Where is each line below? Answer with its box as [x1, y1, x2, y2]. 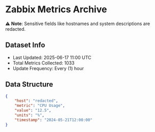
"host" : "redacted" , [14, 98, 58, 103]
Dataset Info [5, 41, 46, 50]
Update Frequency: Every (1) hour [12, 65, 84, 71]
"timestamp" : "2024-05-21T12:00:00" [14, 117, 93, 122]
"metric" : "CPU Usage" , [14, 103, 65, 108]
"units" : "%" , [14, 113, 45, 118]
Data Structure [5, 80, 54, 89]
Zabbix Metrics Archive [5, 4, 107, 15]
